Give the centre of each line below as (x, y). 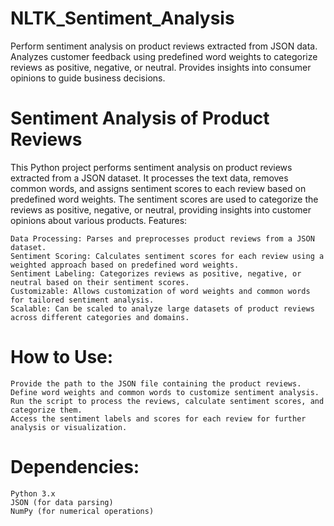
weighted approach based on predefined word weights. (125, 265)
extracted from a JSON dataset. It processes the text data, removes (149, 178)
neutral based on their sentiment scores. (100, 282)
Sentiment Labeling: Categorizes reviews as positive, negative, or (156, 273)
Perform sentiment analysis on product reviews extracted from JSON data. (164, 46)
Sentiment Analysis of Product (140, 118)
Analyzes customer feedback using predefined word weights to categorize (164, 56)
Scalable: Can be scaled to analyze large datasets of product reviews (162, 308)
